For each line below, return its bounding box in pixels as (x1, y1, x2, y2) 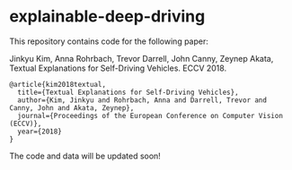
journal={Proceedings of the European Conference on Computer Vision (17, 111, 283, 120)
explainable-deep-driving (9, 6, 206, 27)
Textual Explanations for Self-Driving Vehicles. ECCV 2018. (9, 63, 227, 73)
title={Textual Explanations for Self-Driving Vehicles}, (17, 88, 240, 97)
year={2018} (17, 127, 63, 136)
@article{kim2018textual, (9, 80, 106, 89)
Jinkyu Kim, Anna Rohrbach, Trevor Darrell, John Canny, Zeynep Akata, (9, 53, 274, 64)
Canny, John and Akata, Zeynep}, (9, 103, 135, 113)
